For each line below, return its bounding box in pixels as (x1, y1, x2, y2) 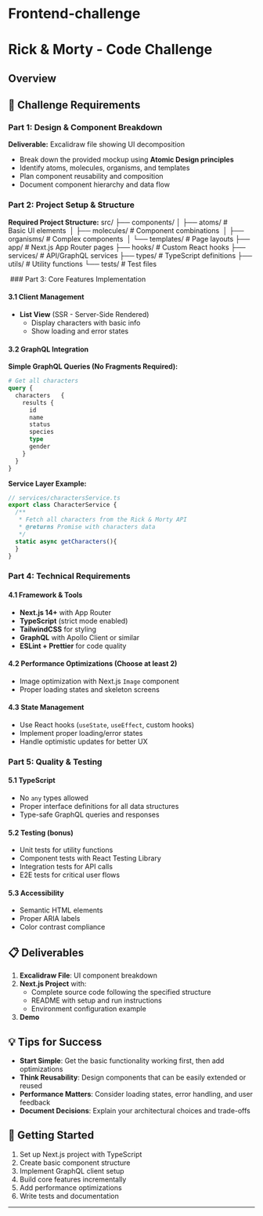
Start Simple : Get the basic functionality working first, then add (19, 1056, 225, 1065)
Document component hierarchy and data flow (19, 180, 171, 189)
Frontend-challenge (8, 5, 141, 23)
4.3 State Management (8, 703, 85, 712)
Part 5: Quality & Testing (8, 756, 103, 767)
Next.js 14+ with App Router (19, 607, 112, 617)
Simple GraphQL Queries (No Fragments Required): (8, 362, 178, 371)
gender (28, 442, 51, 451)
